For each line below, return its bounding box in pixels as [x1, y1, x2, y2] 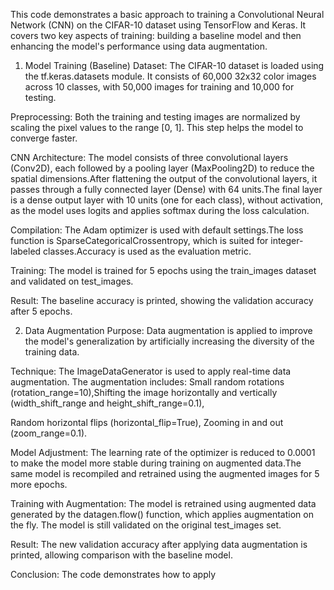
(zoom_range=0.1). [10, 427, 88, 439]
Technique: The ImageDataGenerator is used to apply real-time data [10, 365, 292, 377]
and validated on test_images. [10, 275, 134, 287]
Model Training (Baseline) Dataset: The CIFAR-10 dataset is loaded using [24, 60, 325, 71]
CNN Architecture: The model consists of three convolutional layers [10, 152, 289, 163]
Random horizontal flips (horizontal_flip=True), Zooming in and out [10, 417, 284, 428]
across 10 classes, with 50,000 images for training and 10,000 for [24, 81, 295, 93]
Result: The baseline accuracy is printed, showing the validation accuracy [10, 295, 314, 306]
